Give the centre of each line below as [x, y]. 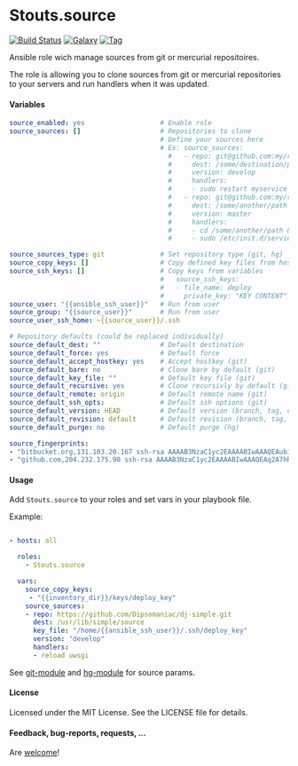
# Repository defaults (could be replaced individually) [117, 337]
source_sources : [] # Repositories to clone [130, 131]
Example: [26, 517]
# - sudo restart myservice [228, 189]
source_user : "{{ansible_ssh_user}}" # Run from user [114, 304]
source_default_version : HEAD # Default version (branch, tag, [146, 411]
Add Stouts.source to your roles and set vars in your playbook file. [131, 500]
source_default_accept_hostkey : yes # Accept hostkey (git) [129, 361]
